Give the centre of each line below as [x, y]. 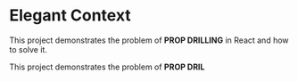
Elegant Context [70, 16]
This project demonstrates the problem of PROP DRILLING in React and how [149, 40]
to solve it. [28, 49]
